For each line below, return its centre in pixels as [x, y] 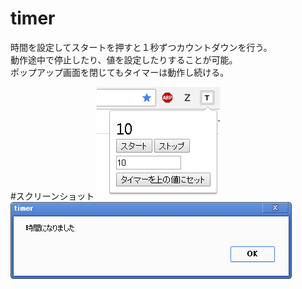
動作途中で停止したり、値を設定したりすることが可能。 [124, 59]
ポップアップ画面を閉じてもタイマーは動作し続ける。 [120, 72]
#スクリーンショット [52, 196]
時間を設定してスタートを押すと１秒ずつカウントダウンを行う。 [141, 47]
